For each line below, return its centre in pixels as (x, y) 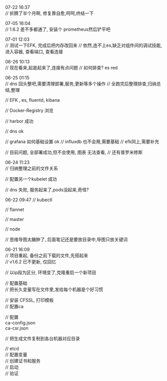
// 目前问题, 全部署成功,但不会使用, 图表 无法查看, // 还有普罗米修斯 (74, 152)
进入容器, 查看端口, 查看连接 (34, 52)
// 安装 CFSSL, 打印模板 (30, 300)
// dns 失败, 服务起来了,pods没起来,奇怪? (47, 190)
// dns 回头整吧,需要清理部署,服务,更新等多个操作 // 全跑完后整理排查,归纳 (81, 84)
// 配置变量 (16, 355)
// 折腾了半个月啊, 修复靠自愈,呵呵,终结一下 (50, 13)
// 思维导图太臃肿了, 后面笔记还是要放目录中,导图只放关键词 (66, 239)
